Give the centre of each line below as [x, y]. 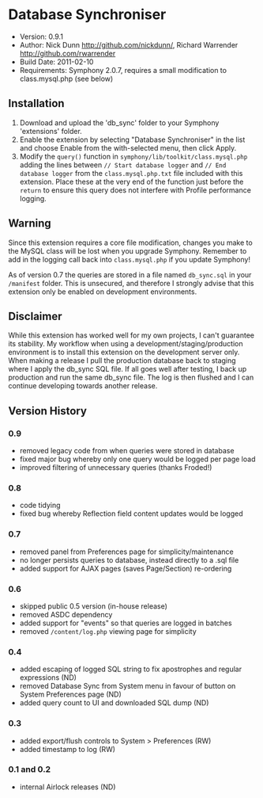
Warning [30, 223]
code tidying [40, 506]
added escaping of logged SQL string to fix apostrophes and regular [131, 669]
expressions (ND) [48, 678]
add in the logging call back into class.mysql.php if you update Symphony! [130, 259]
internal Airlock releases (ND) [68, 787]
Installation [36, 103]
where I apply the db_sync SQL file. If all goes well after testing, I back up [128, 369]
